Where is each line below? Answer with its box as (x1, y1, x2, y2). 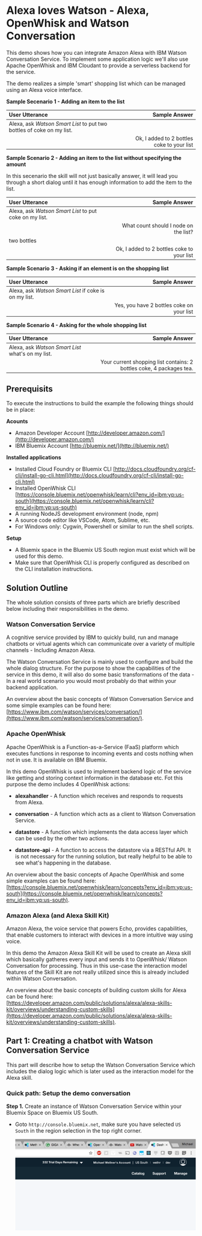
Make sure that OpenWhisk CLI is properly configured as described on (14, 559, 190, 566)
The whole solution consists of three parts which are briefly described (6, 599, 180, 606)
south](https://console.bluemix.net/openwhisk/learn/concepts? (6, 890, 163, 897)
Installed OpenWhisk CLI (14, 485, 76, 492)
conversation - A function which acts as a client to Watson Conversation (14, 810, 196, 818)
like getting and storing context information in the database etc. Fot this (6, 774, 183, 782)
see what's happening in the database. (14, 859, 111, 866)
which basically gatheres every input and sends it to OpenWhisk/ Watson (6, 955, 188, 962)
